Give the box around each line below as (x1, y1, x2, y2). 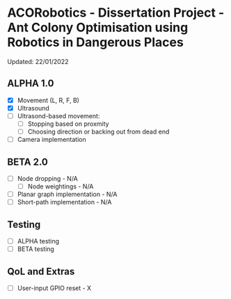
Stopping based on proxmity (27, 120, 109, 128)
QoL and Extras (7, 266, 75, 277)
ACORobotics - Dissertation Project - (7, 5, 225, 21)
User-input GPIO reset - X (17, 284, 92, 292)
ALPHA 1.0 (7, 78, 54, 90)
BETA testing (17, 245, 54, 253)
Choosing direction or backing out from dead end (27, 127, 170, 136)
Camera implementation (17, 136, 86, 144)
